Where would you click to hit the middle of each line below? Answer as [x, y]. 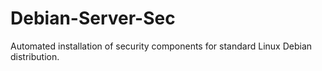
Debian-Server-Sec [93, 18]
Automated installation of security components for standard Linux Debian [161, 46]
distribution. [35, 56]
